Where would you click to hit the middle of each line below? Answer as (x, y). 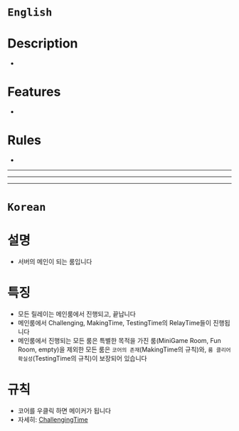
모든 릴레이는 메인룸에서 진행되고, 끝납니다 (77, 314)
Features (34, 92)
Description (43, 44)
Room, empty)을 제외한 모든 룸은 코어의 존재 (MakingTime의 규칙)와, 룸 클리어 (124, 349)
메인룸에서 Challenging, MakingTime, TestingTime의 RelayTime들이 (115, 323)
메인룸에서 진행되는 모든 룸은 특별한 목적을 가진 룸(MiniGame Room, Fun (119, 341)
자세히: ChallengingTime (53, 420)
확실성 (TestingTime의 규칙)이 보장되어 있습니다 (82, 359)
